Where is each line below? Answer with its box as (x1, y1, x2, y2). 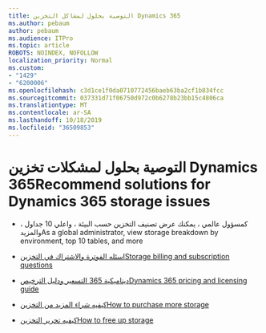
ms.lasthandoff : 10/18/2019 (8, 116, 103, 124)
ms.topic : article (8, 42, 70, 50)
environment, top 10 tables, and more (19, 236, 143, 246)
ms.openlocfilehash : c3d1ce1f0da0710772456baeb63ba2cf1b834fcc (8, 86, 224, 95)
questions (19, 260, 54, 270)
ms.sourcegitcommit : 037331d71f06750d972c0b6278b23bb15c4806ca (8, 94, 224, 102)
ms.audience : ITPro (8, 34, 74, 43)
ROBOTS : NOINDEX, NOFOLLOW (8, 49, 99, 57)
